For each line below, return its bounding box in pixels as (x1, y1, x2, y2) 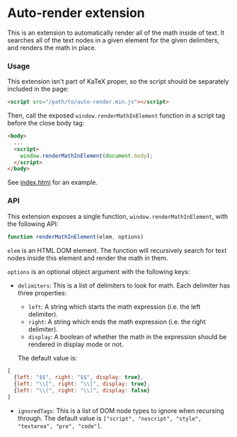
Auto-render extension (7, 5, 145, 21)
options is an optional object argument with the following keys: (7, 267, 190, 276)
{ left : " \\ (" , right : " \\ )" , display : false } (13, 387, 151, 395)
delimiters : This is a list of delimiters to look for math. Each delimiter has (17, 281, 231, 290)
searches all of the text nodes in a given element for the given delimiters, (7, 35, 219, 44)
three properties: (17, 288, 67, 297)
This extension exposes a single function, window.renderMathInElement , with (7, 212, 229, 220)
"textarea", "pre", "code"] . (17, 421, 103, 430)
